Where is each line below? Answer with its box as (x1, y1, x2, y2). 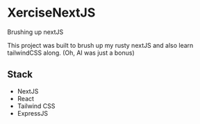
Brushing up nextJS (7, 28, 64, 36)
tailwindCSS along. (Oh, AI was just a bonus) (7, 48, 135, 57)
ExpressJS (17, 109, 49, 117)
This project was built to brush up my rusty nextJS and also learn (7, 41, 194, 49)
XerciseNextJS (7, 5, 96, 21)
